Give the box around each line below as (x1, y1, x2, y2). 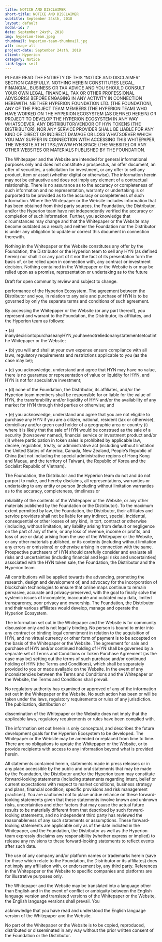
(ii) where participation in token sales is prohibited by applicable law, (5, 437, 141, 443)
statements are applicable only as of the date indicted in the (21, 822, 140, 829)
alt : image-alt (5, 43, 36, 48)
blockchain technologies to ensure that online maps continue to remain (5, 584, 147, 591)
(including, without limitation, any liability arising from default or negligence (5, 523, 155, 529)
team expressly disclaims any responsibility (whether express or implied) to (5, 833, 155, 839)
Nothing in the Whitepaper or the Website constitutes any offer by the (5, 244, 144, 249)
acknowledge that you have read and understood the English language (5, 907, 146, 914)
